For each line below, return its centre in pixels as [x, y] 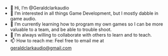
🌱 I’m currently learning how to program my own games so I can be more [87, 24]
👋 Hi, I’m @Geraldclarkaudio [40, 8]
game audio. [23, 19]
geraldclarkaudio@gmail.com [41, 48]
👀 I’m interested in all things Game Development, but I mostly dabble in [84, 13]
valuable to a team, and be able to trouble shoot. [61, 30]
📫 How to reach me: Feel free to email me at [57, 40]
